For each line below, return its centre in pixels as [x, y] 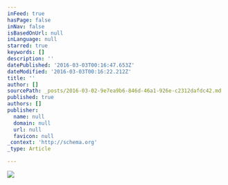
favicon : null [34, 136]
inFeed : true [26, 14]
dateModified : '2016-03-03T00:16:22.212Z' [69, 71]
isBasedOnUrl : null [35, 33]
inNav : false [26, 26]
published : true [30, 98]
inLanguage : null [32, 39]
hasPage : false [29, 20]
